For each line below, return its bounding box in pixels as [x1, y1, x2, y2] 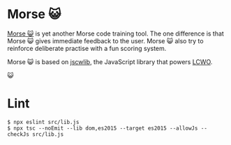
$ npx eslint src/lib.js [7, 119, 80, 125]
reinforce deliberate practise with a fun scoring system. [7, 44, 167, 52]
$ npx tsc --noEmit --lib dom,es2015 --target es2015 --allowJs [7, 125, 198, 132]
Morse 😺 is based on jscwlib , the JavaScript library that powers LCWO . [7, 57, 213, 66]
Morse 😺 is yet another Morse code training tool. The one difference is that [7, 29, 225, 38]
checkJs [7, 130, 30, 138]
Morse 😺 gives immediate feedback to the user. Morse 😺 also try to [7, 36, 204, 45]
